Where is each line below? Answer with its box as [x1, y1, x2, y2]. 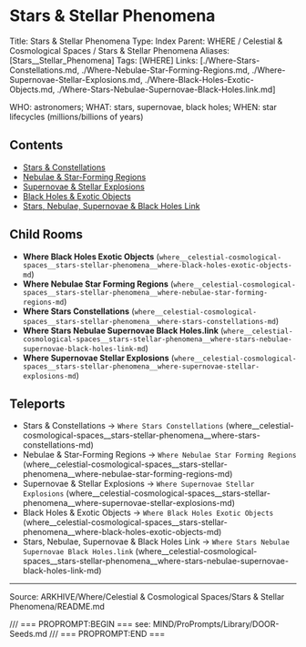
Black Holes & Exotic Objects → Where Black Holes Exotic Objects [22, 507, 274, 519]
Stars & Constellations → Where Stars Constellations [22, 420, 224, 431]
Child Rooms [9, 227, 84, 242]
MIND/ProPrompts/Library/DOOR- [152, 619, 280, 630]
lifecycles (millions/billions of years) [9, 111, 144, 122]
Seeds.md [9, 629, 48, 640]
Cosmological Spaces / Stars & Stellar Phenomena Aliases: [9, 45, 230, 56]
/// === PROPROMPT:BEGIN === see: [9, 619, 151, 630]
